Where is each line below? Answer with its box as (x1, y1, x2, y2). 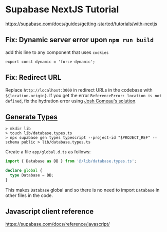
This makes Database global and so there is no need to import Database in (5, 187, 160, 193)
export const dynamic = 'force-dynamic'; (5, 59, 96, 64)
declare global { (5, 168, 43, 173)
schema (5, 140, 20, 145)
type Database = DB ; (10, 173, 54, 178)
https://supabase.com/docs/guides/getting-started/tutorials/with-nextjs (5, 21, 158, 27)
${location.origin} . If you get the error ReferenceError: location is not (5, 92, 162, 98)
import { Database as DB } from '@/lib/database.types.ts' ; (5, 158, 137, 164)
